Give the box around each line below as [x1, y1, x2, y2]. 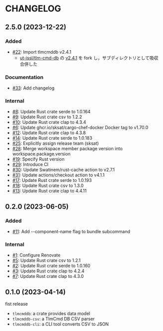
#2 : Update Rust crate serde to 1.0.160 [12, 263, 90, 269]
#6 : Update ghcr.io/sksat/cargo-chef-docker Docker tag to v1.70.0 [12, 125, 149, 131]
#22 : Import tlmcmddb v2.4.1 [12, 49, 72, 55]
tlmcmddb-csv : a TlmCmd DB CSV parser [12, 316, 95, 322]
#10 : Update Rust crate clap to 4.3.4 [12, 119, 86, 125]
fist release [5, 301, 28, 307]
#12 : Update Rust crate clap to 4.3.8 [12, 130, 86, 136]
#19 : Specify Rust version [12, 156, 65, 162]
